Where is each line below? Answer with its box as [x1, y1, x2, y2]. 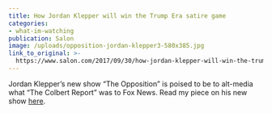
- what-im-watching [8, 27, 74, 35]
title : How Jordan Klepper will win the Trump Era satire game [8, 11, 227, 20]
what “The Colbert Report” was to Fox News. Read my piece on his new [8, 87, 248, 97]
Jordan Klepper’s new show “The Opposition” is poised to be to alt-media [8, 78, 253, 89]
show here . [8, 96, 46, 106]
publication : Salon [8, 34, 74, 43]
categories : [8, 19, 49, 27]
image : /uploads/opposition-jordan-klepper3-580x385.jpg [8, 42, 205, 50]
